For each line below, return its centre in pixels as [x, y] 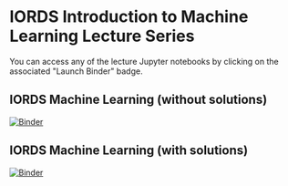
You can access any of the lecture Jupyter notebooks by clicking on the [144, 61]
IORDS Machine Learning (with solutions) [129, 151]
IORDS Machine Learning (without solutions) [139, 100]
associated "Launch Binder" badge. [76, 71]
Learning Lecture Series [102, 36]
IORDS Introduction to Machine [129, 17]
